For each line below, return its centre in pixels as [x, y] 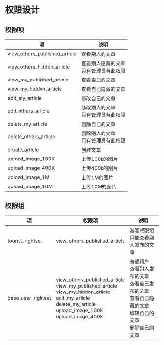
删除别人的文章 [99, 133]
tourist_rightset [25, 241]
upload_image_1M [29, 177]
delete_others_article [31, 137]
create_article [23, 149]
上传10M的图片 [99, 187]
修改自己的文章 [99, 98]
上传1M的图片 [97, 177]
